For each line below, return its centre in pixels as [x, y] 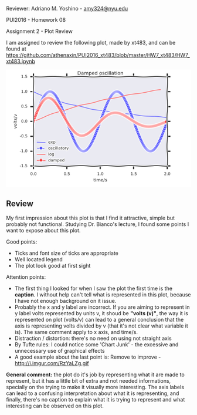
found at [16, 49]
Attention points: [26, 277]
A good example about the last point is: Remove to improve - [88, 357]
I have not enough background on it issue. [65, 301]
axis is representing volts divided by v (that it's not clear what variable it [101, 326]
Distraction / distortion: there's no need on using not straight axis [93, 338]
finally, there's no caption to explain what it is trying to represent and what [96, 399]
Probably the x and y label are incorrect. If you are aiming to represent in [102, 307]
